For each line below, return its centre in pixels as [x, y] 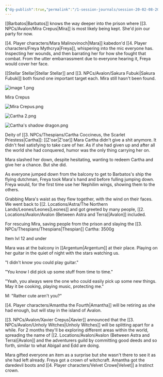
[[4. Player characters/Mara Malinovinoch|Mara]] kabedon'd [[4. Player [76, 43]
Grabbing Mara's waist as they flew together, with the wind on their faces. [79, 199]
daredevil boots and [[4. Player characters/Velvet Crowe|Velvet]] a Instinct [79, 365]
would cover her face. [27, 64]
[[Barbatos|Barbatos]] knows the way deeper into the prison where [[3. [76, 23]
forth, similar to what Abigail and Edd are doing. [53, 345]
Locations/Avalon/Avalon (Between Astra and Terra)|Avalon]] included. [76, 214]
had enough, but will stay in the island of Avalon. [53, 310]
